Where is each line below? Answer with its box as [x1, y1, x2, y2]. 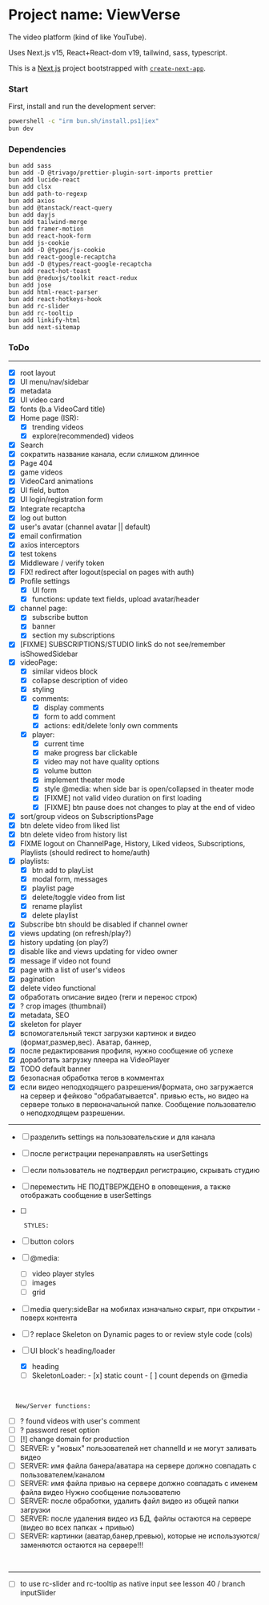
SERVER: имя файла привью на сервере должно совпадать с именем [19, 1479, 258, 1489]
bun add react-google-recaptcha [8, 253, 116, 262]
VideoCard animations [19, 476, 94, 487]
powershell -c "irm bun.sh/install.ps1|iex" [8, 117, 159, 125]
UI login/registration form [19, 495, 103, 504]
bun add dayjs [8, 211, 56, 219]
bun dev [8, 124, 34, 133]
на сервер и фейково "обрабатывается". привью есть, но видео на [19, 1091, 250, 1101]
